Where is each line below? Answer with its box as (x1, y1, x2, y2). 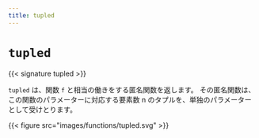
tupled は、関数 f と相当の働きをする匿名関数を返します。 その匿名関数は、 (8, 84, 256, 95)
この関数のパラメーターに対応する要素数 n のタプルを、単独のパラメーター (8, 95, 252, 104)
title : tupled (8, 11, 55, 20)
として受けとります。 (8, 104, 78, 114)
